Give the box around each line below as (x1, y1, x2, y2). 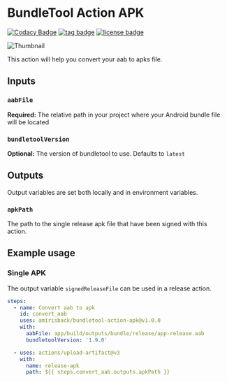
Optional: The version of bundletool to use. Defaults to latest (7, 149, 185, 158)
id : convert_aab (20, 311, 68, 318)
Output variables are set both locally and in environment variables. (7, 188, 198, 196)
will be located (7, 117, 50, 126)
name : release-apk (25, 362, 80, 369)
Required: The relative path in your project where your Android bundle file (7, 110, 221, 119)
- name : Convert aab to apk (13, 304, 96, 311)
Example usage (7, 247, 75, 259)
